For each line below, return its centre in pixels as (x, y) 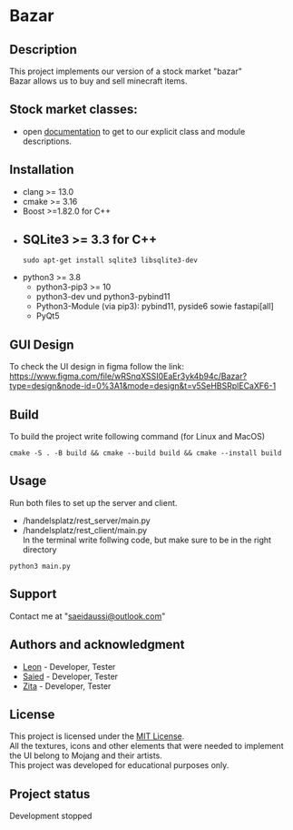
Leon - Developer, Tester (69, 666)
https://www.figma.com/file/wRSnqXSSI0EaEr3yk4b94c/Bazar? (128, 376)
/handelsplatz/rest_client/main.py (85, 530)
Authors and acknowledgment (97, 645)
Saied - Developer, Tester (70, 676)
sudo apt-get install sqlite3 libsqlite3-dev (110, 260)
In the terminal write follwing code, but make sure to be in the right (147, 540)
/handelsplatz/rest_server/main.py (87, 521)
